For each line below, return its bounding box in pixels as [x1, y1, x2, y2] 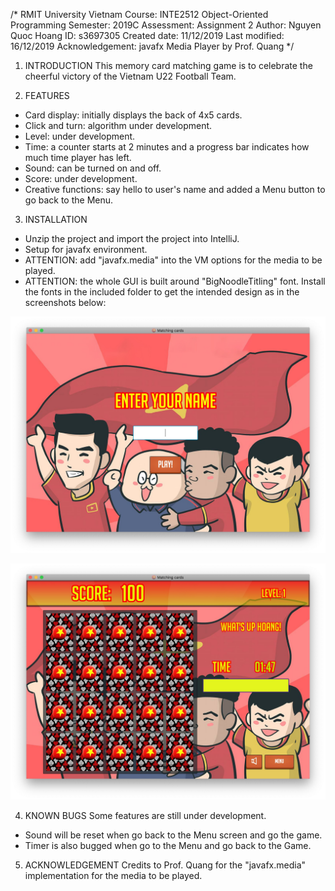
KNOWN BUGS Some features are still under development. [24, 810, 267, 821]
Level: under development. [24, 130, 136, 142]
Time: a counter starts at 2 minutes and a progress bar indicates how [24, 141, 310, 153]
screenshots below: [24, 297, 107, 308]
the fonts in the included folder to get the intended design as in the [24, 286, 300, 298]
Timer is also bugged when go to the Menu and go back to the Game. [24, 840, 312, 851]
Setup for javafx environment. [24, 244, 148, 255]
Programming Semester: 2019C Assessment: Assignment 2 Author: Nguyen [10, 19, 322, 31]
